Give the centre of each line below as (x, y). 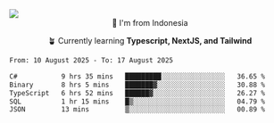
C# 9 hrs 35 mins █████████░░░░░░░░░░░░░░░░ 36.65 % (137, 76)
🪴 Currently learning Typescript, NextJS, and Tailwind (150, 41)
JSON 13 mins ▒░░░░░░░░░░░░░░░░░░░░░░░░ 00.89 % (137, 110)
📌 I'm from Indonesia (150, 23)
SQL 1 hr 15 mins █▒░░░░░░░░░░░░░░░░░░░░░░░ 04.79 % (137, 102)
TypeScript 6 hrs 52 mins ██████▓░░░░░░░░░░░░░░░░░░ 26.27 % (137, 93)
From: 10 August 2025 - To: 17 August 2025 (91, 61)
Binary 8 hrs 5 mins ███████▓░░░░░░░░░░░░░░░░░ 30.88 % (137, 85)
